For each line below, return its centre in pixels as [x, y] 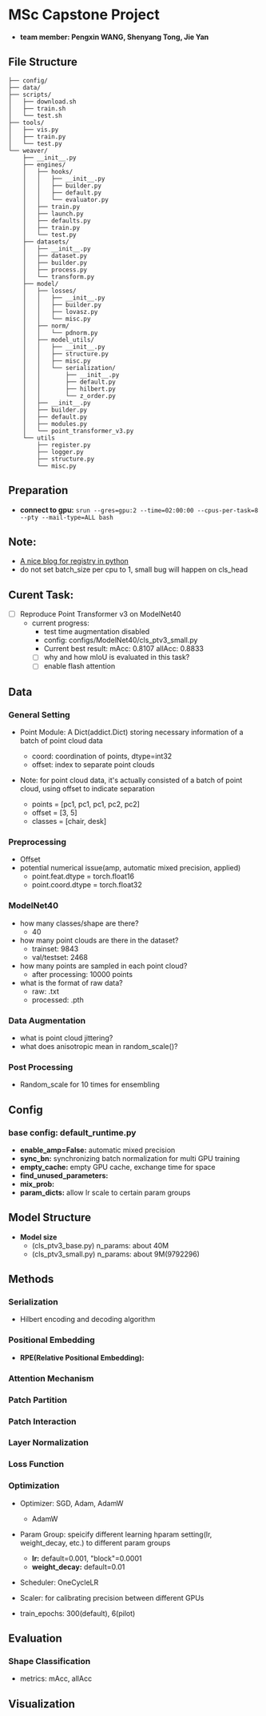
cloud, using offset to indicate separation [87, 789]
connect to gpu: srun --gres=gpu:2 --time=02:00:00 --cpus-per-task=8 [139, 509]
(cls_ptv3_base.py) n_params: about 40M [100, 1245]
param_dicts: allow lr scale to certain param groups [105, 1192]
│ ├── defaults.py [57, 221]
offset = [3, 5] [54, 813]
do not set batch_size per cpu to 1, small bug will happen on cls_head [134, 569]
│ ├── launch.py [53, 214]
